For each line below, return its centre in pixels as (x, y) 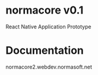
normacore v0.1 (45, 10)
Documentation (45, 50)
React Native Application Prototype (48, 27)
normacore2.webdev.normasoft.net (49, 67)
